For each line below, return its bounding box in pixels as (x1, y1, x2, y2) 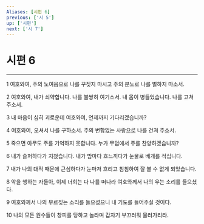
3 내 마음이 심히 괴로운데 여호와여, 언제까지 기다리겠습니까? (6, 114, 147, 121)
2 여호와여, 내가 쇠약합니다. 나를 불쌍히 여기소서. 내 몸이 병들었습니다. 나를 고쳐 (6, 93, 194, 100)
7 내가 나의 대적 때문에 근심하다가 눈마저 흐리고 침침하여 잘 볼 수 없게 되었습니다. (6, 165, 197, 173)
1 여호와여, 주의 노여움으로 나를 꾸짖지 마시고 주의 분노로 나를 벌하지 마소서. (6, 81, 185, 88)
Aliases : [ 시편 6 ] (6, 8, 50, 15)
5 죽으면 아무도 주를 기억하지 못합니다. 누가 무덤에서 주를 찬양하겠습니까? (6, 140, 179, 147)
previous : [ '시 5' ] (6, 15, 55, 21)
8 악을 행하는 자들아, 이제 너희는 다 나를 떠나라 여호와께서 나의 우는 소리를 (6, 178, 181, 185)
